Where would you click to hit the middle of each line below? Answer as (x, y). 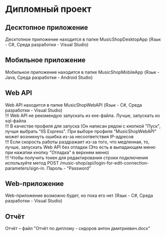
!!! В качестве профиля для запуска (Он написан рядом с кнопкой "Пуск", (83, 126)
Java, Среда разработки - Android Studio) (49, 77)
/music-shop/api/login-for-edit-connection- (104, 163)
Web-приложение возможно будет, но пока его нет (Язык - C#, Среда (79, 196)
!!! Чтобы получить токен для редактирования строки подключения (77, 158)
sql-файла (16, 120)
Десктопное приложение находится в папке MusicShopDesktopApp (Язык (83, 39)
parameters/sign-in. (25, 168)
